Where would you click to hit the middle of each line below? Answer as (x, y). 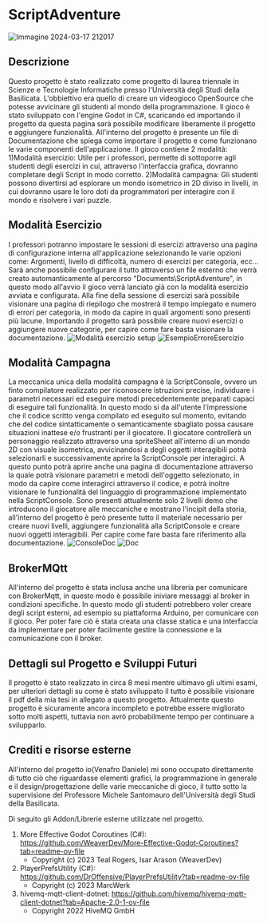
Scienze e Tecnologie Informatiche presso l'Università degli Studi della (124, 89)
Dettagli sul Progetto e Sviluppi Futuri (103, 663)
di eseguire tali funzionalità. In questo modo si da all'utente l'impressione (128, 407)
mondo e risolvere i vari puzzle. (60, 200)
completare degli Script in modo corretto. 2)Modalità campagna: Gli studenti (133, 174)
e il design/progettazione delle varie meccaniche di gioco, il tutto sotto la (128, 786)
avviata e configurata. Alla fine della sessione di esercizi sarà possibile (124, 295)
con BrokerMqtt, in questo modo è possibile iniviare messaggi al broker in (129, 596)
